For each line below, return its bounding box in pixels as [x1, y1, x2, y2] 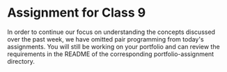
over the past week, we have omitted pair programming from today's [7, 35, 204, 43]
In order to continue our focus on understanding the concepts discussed [7, 28, 216, 36]
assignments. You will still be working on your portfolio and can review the [7, 42, 221, 51]
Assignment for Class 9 [7, 5, 146, 21]
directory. [7, 57, 35, 65]
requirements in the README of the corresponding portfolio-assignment [7, 50, 214, 58]
